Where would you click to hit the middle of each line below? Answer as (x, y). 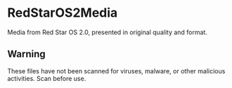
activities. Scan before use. (47, 78)
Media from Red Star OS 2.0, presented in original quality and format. (107, 32)
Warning (26, 54)
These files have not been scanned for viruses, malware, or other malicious (116, 71)
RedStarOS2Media (63, 13)
